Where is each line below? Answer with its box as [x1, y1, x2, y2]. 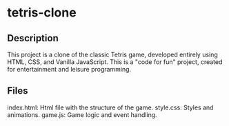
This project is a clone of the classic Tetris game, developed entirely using [7, 50, 219, 59]
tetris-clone [7, 5, 77, 21]
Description [7, 32, 59, 44]
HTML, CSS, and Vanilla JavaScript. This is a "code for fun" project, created [7, 58, 223, 66]
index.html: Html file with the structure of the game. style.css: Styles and [7, 103, 214, 112]
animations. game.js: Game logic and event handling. [7, 110, 157, 118]
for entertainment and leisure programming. [7, 65, 132, 73]
